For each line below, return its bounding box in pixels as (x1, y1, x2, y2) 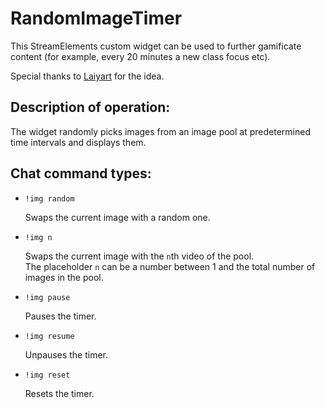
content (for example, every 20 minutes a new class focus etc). (10, 50, 271, 62)
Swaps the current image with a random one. (24, 211, 211, 223)
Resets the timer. (24, 387, 95, 399)
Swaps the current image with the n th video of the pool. (24, 250, 255, 262)
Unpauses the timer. (24, 348, 108, 361)
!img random (24, 193, 75, 204)
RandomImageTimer (10, 7, 183, 30)
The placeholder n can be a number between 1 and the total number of (24, 260, 316, 272)
